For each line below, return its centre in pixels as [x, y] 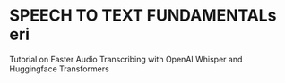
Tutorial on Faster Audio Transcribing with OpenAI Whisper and [126, 59]
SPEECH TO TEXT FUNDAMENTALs [143, 16]
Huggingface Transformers [59, 69]
